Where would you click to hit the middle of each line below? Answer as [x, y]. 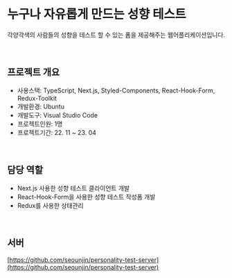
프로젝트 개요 [34, 73]
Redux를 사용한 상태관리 [51, 205]
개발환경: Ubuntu [41, 106]
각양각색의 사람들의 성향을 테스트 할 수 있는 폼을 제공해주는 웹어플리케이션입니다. [116, 35]
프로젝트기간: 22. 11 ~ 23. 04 [57, 132]
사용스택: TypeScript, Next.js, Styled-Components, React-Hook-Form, [116, 90]
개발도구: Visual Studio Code [57, 115]
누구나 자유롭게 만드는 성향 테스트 [97, 14]
